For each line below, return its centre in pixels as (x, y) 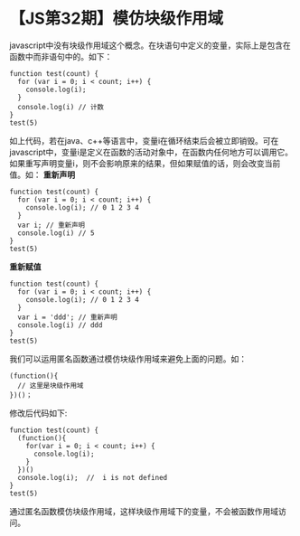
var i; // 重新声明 (52, 225)
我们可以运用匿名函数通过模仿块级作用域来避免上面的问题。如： (128, 359)
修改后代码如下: (38, 413)
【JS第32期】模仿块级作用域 (117, 19)
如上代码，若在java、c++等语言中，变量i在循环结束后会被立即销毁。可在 (144, 140)
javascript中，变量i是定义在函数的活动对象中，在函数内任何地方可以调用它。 (151, 152)
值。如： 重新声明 (42, 174)
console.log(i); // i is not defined (93, 477)
